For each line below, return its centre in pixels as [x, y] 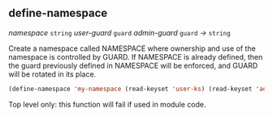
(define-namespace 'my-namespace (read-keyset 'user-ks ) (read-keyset [130, 89]
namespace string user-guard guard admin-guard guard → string [119, 32]
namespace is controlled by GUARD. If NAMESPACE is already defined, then [136, 56]
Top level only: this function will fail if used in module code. [107, 104]
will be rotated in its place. [52, 74]
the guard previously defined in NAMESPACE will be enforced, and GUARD [133, 65]
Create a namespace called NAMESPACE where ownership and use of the [132, 48]
